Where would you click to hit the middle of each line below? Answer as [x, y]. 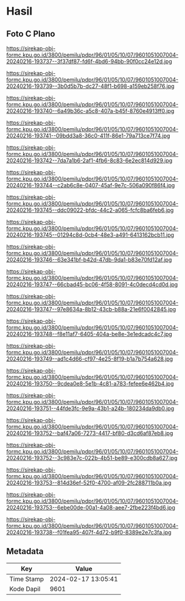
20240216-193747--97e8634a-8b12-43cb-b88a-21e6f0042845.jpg [91, 309]
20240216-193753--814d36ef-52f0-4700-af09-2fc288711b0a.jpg [89, 483]
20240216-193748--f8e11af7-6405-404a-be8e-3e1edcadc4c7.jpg [89, 334]
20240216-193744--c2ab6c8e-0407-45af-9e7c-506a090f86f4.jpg [91, 185]
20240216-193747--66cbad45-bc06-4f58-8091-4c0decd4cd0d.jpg [92, 284]
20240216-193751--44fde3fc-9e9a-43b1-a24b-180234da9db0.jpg [90, 408]
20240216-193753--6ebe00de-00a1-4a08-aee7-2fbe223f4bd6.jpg [91, 507]
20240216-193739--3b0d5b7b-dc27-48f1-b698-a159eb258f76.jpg [90, 86]
